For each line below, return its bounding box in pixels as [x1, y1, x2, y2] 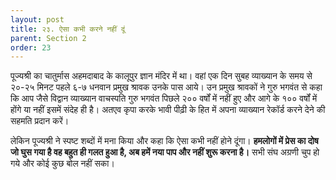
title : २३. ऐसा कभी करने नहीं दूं [10, 24, 125, 34]
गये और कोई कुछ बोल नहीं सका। [10, 157, 115, 170]
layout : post [10, 14, 65, 25]
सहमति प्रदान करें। [10, 115, 70, 127]
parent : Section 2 [10, 33, 87, 43]
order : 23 [10, 42, 52, 53]
